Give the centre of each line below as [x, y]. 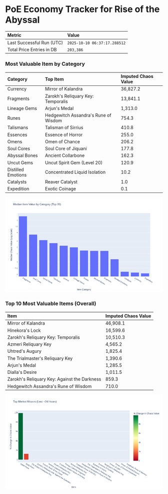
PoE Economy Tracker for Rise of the [82, 9]
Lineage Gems [22, 108]
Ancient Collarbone [65, 156]
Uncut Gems [20, 162]
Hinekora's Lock [24, 330]
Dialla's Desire [22, 372]
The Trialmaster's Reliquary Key [40, 358]
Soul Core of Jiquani [66, 149]
